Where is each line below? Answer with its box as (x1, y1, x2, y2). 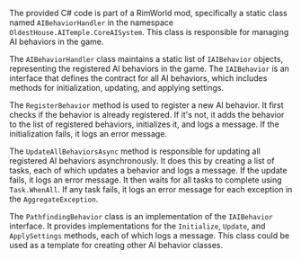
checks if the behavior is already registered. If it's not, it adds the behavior (9, 110, 285, 120)
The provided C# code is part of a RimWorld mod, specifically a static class (9, 8, 288, 18)
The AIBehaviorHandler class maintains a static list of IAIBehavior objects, (9, 54, 284, 64)
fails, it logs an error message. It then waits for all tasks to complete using (9, 174, 282, 185)
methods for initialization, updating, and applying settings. (9, 83, 225, 93)
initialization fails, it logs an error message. (9, 129, 168, 138)
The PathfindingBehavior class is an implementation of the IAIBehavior (9, 211, 273, 221)
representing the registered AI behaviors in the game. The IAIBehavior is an (9, 63, 290, 74)
